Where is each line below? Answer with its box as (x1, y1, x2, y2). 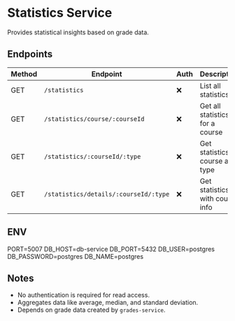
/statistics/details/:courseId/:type (44, 190, 170, 198)
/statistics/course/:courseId (44, 115, 145, 123)
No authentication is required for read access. (17, 291, 150, 299)
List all (199, 80, 222, 90)
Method (10, 69, 38, 78)
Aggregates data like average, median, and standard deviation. (17, 299, 199, 307)
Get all (199, 101, 221, 110)
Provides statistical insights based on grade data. (7, 28, 149, 36)
